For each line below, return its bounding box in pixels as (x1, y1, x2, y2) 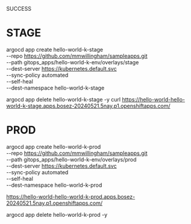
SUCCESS (6, 5, 32, 12)
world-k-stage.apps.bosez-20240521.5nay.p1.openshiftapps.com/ (6, 102, 171, 109)
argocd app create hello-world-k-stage (6, 46, 104, 53)
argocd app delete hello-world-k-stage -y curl (6, 95, 121, 103)
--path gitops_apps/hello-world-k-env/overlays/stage (6, 58, 139, 65)
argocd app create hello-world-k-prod (6, 143, 101, 150)
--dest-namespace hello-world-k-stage (6, 84, 105, 91)
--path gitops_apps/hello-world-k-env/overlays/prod (6, 156, 137, 163)
